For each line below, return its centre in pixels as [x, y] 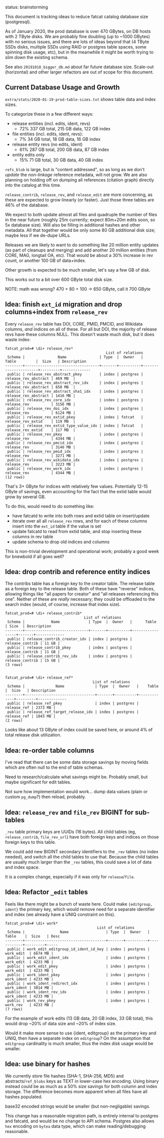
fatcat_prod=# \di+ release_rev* [39, 348]
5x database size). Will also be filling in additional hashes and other [73, 225]
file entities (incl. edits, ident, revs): [47, 134]
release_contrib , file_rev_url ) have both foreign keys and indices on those [82, 837]
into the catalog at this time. [33, 185]
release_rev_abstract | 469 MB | [40, 379]
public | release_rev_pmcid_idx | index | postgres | [75, 443]
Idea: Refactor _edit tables [47, 892]
